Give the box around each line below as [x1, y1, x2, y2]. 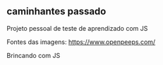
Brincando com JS [6, 51, 61, 59]
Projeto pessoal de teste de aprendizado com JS [6, 24, 148, 32]
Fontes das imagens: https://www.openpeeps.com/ [6, 38, 156, 46]
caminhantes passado [6, 6, 107, 17]
